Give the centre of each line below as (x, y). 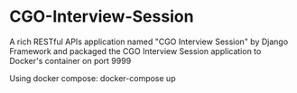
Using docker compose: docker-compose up (93, 78)
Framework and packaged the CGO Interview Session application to (135, 51)
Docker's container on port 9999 (70, 60)
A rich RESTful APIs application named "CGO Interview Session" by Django (149, 42)
